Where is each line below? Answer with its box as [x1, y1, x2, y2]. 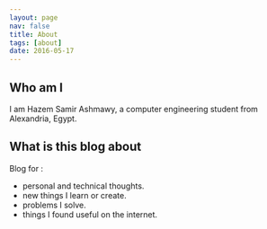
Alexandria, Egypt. [9, 113, 77, 124]
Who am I [9, 80, 63, 95]
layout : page [9, 13, 58, 22]
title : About [9, 30, 58, 39]
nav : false [9, 22, 50, 31]
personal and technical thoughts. [22, 181, 145, 191]
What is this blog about [9, 139, 142, 154]
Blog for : [9, 163, 43, 173]
